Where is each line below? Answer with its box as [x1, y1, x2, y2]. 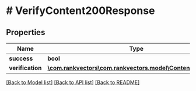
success [9, 54, 33, 62]
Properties [6, 27, 45, 37]
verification [9, 64, 42, 72]
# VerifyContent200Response [6, 4, 155, 17]
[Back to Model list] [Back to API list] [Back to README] [6, 79, 140, 86]
